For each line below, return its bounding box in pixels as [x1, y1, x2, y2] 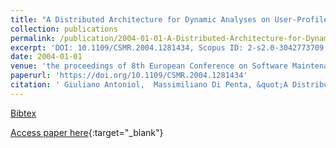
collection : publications [10, 24, 118, 34]
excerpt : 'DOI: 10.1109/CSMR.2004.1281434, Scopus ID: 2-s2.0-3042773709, [10, 42, 329, 53]
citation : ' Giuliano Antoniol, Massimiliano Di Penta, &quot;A [10, 80, 288, 90]
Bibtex [10, 107, 37, 119]
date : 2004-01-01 [10, 52, 83, 62]
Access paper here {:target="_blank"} [10, 126, 164, 138]
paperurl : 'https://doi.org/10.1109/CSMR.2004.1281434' [10, 71, 248, 81]
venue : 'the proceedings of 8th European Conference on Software [10, 61, 288, 71]
